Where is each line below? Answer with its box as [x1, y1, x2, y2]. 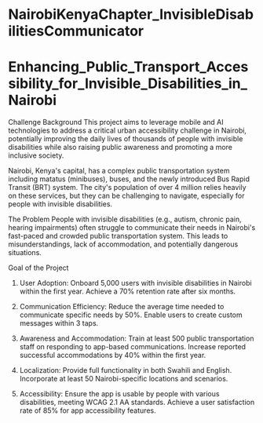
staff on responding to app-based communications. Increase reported [19, 342, 246, 352]
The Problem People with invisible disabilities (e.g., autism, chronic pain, [8, 214, 242, 224]
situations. [8, 248, 42, 257]
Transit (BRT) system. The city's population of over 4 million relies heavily [8, 183, 247, 192]
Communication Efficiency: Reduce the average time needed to [19, 302, 225, 312]
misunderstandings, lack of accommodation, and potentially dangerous [8, 239, 239, 249]
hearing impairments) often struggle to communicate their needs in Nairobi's [8, 223, 256, 232]
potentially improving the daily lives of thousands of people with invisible [8, 134, 243, 144]
